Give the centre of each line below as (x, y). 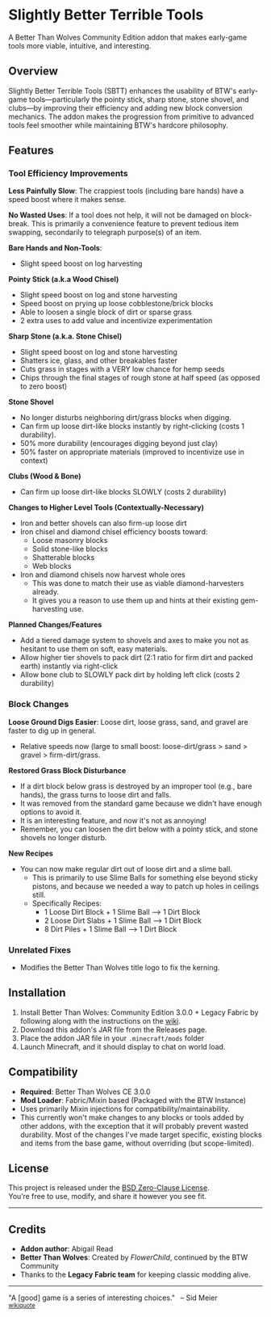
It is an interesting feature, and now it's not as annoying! (113, 820)
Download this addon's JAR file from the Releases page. (113, 1029)
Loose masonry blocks (70, 541)
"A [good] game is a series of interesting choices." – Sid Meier (113, 1298)
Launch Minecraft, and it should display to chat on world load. (123, 1046)
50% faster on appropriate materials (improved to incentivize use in (132, 452)
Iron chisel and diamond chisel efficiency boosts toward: (114, 532)
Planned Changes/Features (55, 625)
